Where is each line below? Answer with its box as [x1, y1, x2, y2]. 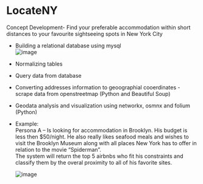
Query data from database [15, 72, 82, 79]
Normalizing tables [15, 60, 63, 67]
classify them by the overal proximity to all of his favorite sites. [15, 158, 173, 166]
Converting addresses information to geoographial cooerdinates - [15, 83, 180, 91]
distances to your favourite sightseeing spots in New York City [6, 30, 163, 37]
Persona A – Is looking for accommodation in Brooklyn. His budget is [15, 126, 188, 134]
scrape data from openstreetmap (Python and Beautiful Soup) [15, 90, 171, 97]
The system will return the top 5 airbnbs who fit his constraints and [15, 152, 184, 160]
